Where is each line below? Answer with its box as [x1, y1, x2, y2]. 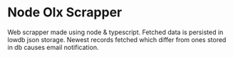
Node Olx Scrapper [7, 4, 123, 21]
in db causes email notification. [7, 43, 99, 51]
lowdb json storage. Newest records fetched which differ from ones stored [7, 35, 227, 43]
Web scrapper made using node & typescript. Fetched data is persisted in [7, 28, 224, 36]
